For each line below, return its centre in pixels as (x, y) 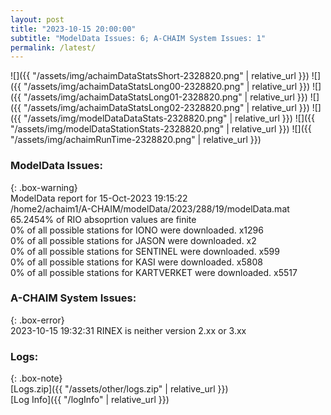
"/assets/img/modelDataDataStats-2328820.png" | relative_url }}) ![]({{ (169, 118)
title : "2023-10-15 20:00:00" (73, 29)
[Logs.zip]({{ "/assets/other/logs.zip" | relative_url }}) (119, 389)
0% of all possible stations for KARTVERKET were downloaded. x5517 (154, 272)
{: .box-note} (36, 378)
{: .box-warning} (44, 187)
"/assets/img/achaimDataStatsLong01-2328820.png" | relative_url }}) (165, 97)
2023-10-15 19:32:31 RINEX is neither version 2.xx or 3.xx (128, 330)
